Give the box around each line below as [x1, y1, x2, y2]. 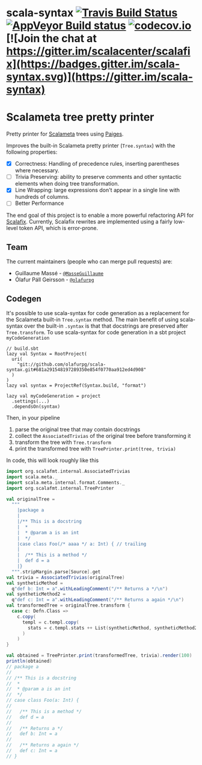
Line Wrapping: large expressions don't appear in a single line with [14, 187, 180, 194]
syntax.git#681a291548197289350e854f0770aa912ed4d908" [6, 367, 147, 373]
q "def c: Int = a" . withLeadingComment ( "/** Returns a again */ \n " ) [11, 597, 185, 603]
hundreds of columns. [14, 193, 70, 201]
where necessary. [14, 167, 60, 174]
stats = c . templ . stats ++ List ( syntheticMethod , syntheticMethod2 [28, 625, 198, 631]
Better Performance [14, 199, 64, 207]
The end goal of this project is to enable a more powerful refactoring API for [6, 211, 194, 219]
